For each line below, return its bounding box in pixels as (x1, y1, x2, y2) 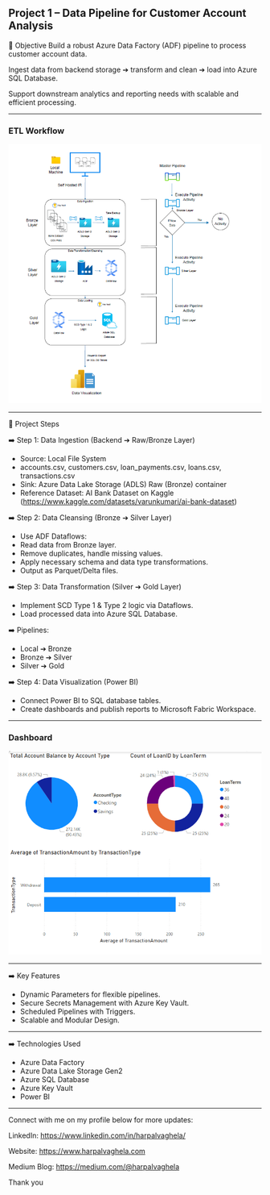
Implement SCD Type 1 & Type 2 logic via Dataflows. (19, 601, 194, 610)
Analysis (8, 19, 54, 33)
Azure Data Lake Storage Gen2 (19, 1066, 123, 1076)
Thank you (8, 1177, 44, 1188)
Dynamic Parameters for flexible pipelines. (19, 989, 161, 999)
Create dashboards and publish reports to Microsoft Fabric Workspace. (19, 705, 256, 714)
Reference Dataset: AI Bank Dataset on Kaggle (19, 488, 174, 498)
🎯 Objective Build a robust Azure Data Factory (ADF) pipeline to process (8, 40, 247, 50)
